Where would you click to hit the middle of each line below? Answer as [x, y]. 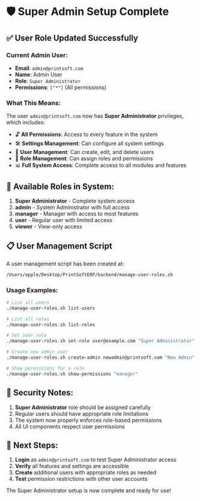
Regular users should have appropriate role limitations [82, 413]
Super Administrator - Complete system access [75, 201]
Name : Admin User [39, 74]
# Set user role [26, 335]
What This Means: [34, 103]
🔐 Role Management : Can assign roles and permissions [84, 159]
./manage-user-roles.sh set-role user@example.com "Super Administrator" [101, 341]
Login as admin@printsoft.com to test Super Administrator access [95, 460]
